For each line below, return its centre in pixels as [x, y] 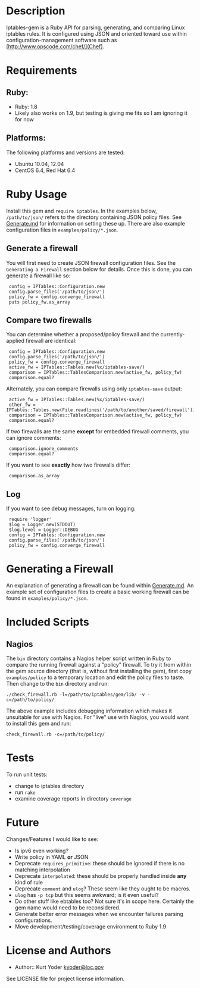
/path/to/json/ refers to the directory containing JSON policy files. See [94, 217]
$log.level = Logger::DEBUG [43, 530]
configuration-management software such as [62, 40]
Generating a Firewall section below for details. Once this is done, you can [99, 269]
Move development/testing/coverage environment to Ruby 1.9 [90, 926]
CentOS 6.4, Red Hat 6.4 [45, 170]
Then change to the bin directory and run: [57, 684]
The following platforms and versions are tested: [65, 152]
